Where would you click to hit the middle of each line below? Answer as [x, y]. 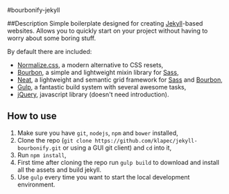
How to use [32, 116]
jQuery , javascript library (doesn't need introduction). [93, 94]
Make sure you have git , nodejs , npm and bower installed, [97, 133]
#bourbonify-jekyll [34, 10]
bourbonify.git [39, 148]
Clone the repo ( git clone [54, 140]
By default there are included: [50, 52]
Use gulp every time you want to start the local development [103, 177]
